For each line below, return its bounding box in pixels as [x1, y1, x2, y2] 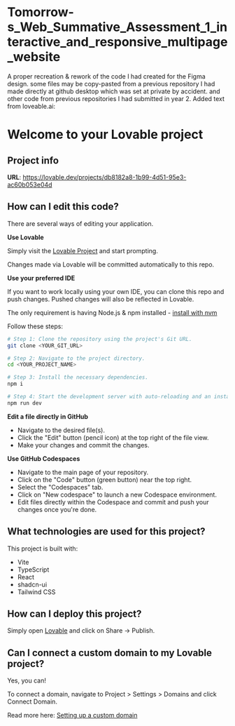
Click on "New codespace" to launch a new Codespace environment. [17, 490, 217, 499]
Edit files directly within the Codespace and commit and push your [17, 497, 209, 506]
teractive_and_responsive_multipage [7, 34, 228, 50]
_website [7, 49, 61, 65]
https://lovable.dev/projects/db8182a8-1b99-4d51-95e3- [22, 173, 187, 181]
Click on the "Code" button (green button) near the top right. [17, 475, 192, 484]
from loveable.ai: [7, 102, 56, 110]
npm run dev [7, 399, 42, 407]
